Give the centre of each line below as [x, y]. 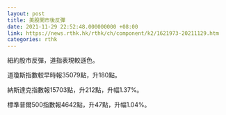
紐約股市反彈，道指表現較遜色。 [53, 61]
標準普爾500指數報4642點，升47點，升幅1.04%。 [79, 105]
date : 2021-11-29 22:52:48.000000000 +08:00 [73, 26]
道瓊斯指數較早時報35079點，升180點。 [64, 75]
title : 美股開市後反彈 [37, 20]
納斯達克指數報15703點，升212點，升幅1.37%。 [75, 90]
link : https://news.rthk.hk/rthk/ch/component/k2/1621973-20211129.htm [113, 33]
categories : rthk [32, 40]
